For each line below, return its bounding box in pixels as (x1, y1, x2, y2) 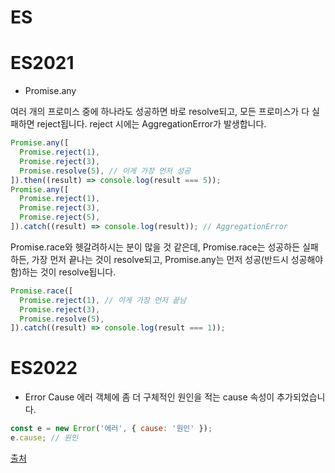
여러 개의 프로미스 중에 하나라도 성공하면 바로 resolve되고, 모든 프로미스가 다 (10, 106, 310, 118)
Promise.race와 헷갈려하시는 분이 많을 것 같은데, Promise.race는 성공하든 (10, 241, 301, 253)
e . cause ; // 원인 (10, 433, 78, 443)
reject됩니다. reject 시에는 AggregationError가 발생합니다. (36, 118, 267, 130)
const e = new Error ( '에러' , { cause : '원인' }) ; (10, 424, 213, 434)
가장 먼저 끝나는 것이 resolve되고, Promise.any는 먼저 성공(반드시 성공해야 (31, 253, 324, 265)
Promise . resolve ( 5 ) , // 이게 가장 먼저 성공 (19, 166, 192, 176)
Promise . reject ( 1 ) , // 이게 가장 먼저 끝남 (19, 295, 187, 305)
